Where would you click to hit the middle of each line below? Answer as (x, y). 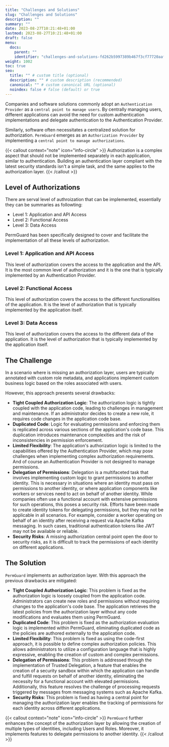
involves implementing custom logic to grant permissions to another (83, 478)
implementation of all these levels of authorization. (57, 240)
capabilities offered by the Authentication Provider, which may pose (83, 451)
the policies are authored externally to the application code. (74, 633)
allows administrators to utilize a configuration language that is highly (84, 649)
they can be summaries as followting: (44, 205)
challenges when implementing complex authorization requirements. (83, 456)
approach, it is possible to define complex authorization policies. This (84, 644)
